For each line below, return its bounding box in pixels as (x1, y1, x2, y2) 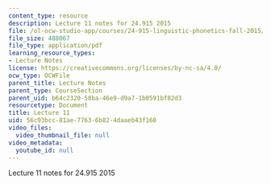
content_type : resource (8, 11, 89, 20)
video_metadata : (8, 138, 63, 147)
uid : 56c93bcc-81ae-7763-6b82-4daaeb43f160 (8, 117, 157, 125)
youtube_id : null (15, 146, 74, 154)
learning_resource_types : (8, 49, 95, 57)
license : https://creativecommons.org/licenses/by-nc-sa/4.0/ (8, 64, 222, 72)
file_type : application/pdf (8, 42, 103, 50)
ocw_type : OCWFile (8, 72, 70, 80)
